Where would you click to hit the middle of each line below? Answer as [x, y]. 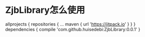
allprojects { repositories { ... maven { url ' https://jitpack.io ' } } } [70, 24]
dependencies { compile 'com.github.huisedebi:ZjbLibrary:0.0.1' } [73, 29]
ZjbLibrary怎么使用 [45, 10]
